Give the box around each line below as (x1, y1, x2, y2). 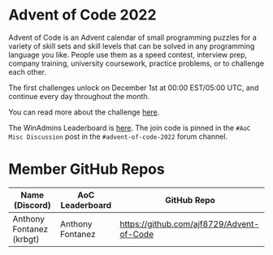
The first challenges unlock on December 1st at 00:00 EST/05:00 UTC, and (8, 83, 259, 93)
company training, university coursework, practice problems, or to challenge (8, 58, 265, 68)
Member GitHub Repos (8, 160, 165, 179)
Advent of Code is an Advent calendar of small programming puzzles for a (8, 32, 258, 42)
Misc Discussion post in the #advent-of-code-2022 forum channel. (8, 132, 228, 141)
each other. (8, 67, 47, 76)
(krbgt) (12, 233, 40, 244)
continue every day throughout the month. (8, 91, 150, 101)
